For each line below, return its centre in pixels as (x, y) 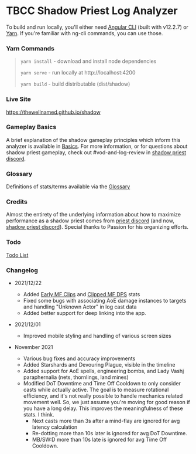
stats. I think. (39, 415)
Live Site (18, 99)
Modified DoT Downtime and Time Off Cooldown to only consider (102, 384)
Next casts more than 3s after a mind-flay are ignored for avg (106, 421)
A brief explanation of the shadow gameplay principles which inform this (93, 140)
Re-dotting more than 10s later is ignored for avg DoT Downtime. (109, 433)
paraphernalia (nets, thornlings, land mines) (76, 377)
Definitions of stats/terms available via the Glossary (68, 187)
